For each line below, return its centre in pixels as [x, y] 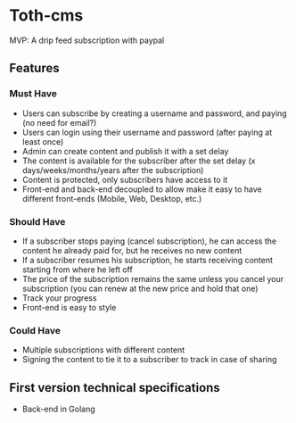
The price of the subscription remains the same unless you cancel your [152, 278]
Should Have [37, 221]
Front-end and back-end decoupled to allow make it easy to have [142, 189]
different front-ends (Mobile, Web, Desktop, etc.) [112, 198]
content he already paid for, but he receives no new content [132, 250]
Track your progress [59, 298]
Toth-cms [46, 16]
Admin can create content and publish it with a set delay [125, 151]
